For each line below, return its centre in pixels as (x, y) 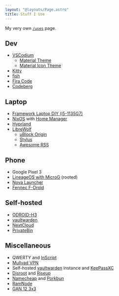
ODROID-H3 (24, 215)
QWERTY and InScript (35, 257)
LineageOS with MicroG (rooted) (45, 177)
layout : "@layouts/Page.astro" (37, 10)
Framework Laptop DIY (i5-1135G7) (48, 114)
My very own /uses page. (31, 28)
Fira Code (22, 81)
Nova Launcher (28, 182)
